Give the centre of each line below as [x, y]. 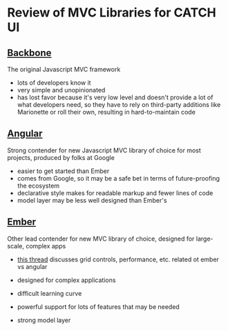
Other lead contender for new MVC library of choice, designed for [101, 239]
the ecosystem [38, 185]
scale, [16, 245]
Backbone [29, 53]
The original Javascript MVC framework [64, 69]
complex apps [46, 245]
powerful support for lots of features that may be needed [98, 307]
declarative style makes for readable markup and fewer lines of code [115, 193]
